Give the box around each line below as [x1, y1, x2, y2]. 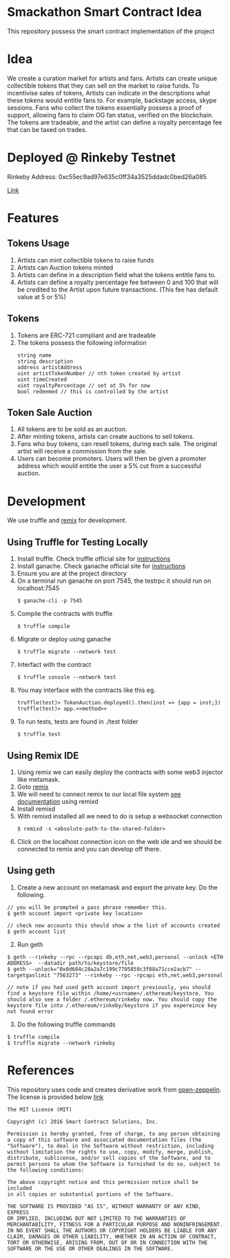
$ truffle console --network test [17, 674, 116, 681]
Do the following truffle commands [17, 1020, 116, 1029]
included [7, 1185, 32, 1192]
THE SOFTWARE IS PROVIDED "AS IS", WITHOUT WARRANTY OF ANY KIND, [7, 1203, 202, 1210]
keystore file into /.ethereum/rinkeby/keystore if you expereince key [7, 1002, 217, 1009]
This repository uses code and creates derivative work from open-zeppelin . [7, 1085, 222, 1093]
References [7, 1062, 74, 1078]
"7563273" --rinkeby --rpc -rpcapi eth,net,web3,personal [53, 972, 224, 979]
